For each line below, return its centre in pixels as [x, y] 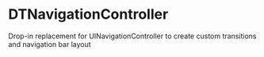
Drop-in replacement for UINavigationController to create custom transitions [132, 36]
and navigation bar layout [50, 44]
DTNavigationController [88, 14]
